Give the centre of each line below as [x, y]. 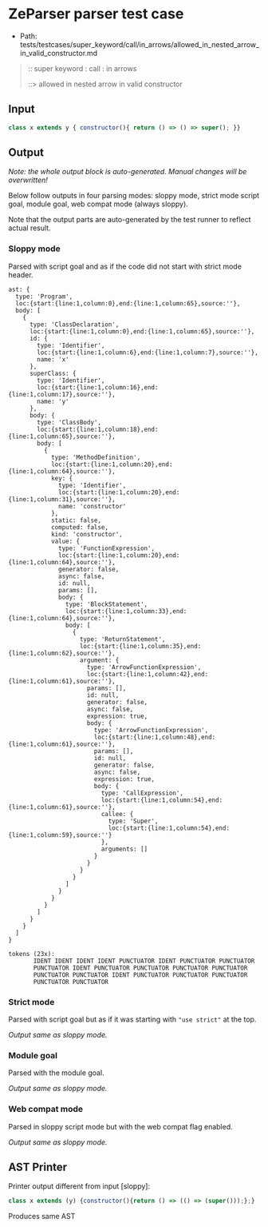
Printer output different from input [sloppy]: [79, 1186]
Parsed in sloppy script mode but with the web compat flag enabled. [120, 1126]
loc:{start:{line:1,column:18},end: [98, 429]
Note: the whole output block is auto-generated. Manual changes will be [128, 172]
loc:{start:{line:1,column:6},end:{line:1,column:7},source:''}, [148, 353]
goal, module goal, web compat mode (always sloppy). [99, 204]
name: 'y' [53, 401]
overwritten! [28, 180]
